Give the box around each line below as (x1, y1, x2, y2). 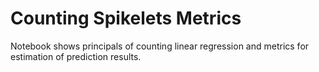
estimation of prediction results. (10, 50, 142, 62)
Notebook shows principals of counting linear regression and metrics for (10, 40, 310, 52)
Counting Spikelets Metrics (10, 7, 242, 30)
